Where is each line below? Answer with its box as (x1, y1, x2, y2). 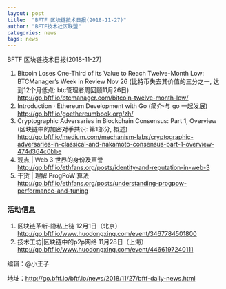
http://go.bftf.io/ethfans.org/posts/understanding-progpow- (17, 180, 187, 188)
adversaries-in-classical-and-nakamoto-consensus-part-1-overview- (17, 140, 215, 149)
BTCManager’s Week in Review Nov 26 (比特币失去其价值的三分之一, (17, 77, 212, 86)
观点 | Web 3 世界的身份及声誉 (17, 156, 103, 164)
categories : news (7, 29, 57, 36)
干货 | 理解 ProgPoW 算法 (17, 171, 90, 180)
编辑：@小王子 (7, 259, 50, 268)
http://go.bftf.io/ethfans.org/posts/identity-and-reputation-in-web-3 (17, 163, 210, 172)
